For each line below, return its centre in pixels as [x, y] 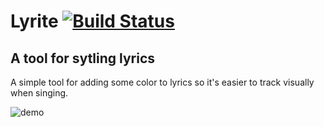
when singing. [39, 93]
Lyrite [34, 21]
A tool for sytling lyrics [83, 58]
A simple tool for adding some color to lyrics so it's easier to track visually [162, 82]
